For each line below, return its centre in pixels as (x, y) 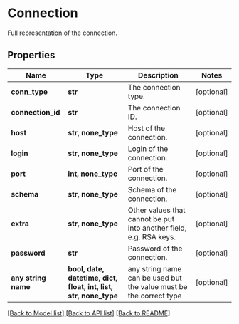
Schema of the (152, 189)
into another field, (157, 228)
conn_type (30, 92)
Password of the (155, 249)
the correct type (155, 296)
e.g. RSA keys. (152, 236)
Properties (31, 55)
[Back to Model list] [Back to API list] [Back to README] (89, 313)
